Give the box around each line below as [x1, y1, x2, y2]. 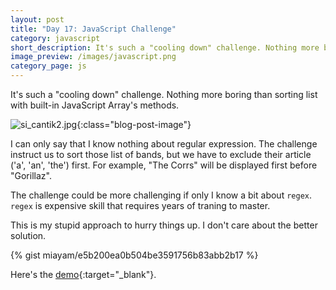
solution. [10, 230, 47, 241]
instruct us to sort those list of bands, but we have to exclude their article [10, 149, 312, 160]
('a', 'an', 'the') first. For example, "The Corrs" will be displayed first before [10, 159, 318, 171]
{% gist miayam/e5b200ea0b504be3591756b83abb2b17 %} [10, 249, 259, 261]
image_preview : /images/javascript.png [10, 52, 177, 62]
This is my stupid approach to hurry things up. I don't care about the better [10, 219, 318, 231]
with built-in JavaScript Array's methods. [10, 99, 180, 111]
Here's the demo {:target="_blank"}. [10, 269, 157, 280]
